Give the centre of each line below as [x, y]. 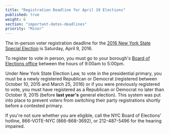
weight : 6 [16, 19]
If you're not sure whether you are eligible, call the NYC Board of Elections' [83, 116]
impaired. [15, 126]
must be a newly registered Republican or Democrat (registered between [81, 79]
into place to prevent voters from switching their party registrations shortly [83, 100]
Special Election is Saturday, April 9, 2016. [49, 49]
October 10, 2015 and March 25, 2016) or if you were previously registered [83, 84]
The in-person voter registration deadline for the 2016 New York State [78, 43]
